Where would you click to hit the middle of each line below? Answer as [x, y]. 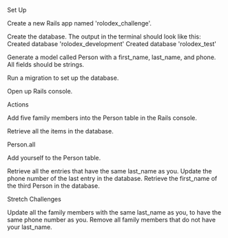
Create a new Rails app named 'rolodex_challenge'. [80, 23]
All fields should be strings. [46, 64]
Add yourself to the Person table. [54, 158]
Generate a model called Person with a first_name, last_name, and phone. [112, 57]
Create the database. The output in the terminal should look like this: [104, 36]
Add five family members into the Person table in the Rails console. [102, 118]
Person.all [21, 144]
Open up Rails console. [40, 91]
